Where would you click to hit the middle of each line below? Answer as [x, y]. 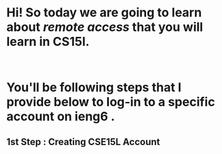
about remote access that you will [105, 27]
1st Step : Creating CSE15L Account [83, 142]
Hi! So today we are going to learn [104, 13]
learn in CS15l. [48, 42]
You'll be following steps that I [94, 88]
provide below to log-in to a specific [111, 102]
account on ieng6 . [61, 117]
